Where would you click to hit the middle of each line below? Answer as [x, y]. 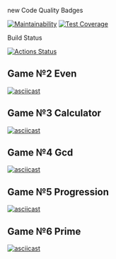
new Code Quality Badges [45, 10]
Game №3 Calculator [54, 113]
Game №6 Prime [44, 231]
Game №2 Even [42, 74]
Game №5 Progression [58, 192]
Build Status [25, 38]
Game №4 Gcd [40, 153]
